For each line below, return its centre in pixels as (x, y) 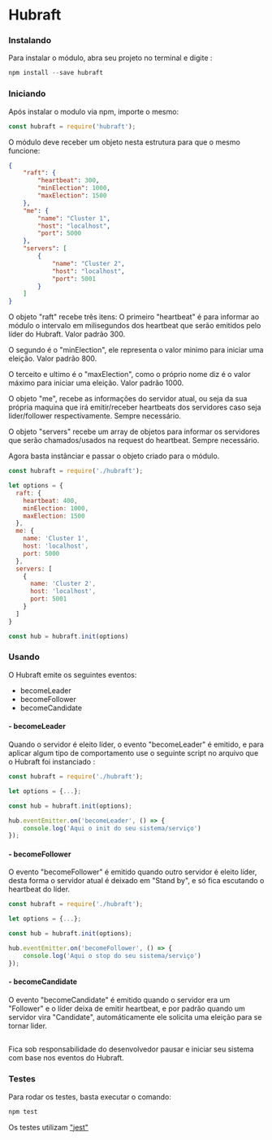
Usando (24, 657)
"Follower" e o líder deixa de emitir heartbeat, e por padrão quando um (127, 1008)
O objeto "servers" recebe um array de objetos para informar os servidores (134, 431)
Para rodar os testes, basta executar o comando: (90, 1097)
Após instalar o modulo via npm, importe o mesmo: (94, 111)
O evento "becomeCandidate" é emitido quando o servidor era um (119, 999)
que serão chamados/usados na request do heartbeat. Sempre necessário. (134, 440)
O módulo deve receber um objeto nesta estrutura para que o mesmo (125, 142)
